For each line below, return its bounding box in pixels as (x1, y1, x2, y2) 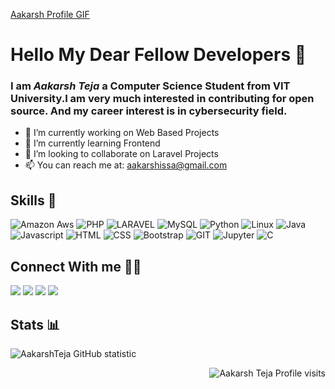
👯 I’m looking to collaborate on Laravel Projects (24, 148, 219, 160)
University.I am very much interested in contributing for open (10, 92, 315, 106)
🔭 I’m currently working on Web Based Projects (24, 127, 220, 139)
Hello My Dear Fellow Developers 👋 (10, 44, 307, 66)
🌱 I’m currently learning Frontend (24, 137, 161, 149)
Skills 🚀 (10, 192, 57, 209)
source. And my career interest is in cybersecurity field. (10, 104, 288, 118)
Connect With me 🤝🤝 (10, 258, 142, 275)
